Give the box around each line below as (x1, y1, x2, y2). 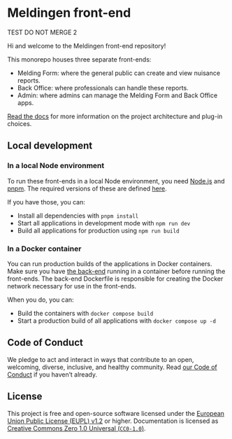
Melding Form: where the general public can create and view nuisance (17, 69, 221, 77)
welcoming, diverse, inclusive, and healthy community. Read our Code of (7, 363, 218, 371)
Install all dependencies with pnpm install (17, 211, 139, 220)
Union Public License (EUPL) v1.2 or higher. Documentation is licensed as (7, 417, 219, 425)
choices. (7, 119, 32, 127)
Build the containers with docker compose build (17, 309, 154, 317)
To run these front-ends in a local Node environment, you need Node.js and (7, 176, 225, 185)
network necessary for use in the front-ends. (7, 281, 137, 290)
